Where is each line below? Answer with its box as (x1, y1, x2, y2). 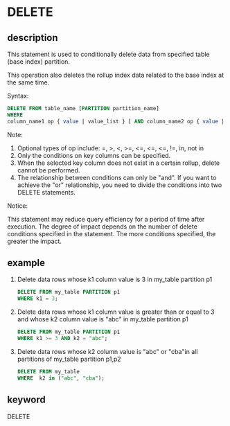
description (7, 32, 58, 44)
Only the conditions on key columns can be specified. (17, 151, 171, 159)
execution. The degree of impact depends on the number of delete (7, 222, 197, 231)
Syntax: (7, 91, 29, 100)
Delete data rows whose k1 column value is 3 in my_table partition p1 (17, 275, 213, 284)
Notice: (7, 202, 28, 210)
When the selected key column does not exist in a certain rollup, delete (17, 159, 220, 167)
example (7, 257, 46, 269)
